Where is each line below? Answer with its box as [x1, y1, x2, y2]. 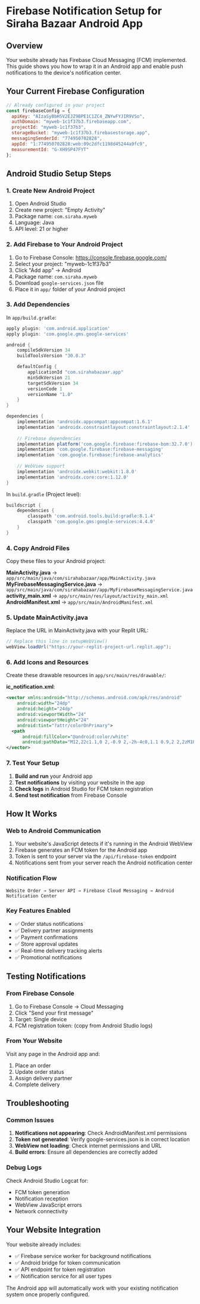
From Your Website [6, 1037, 62, 1045]
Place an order [14, 1062, 51, 1069]
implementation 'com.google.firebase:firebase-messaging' [17, 446, 164, 453]
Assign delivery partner [14, 1074, 73, 1081]
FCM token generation [14, 1188, 70, 1195]
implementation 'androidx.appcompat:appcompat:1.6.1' [17, 419, 153, 425]
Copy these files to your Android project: [6, 558, 106, 565]
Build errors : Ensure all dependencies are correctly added [14, 1148, 158, 1155]
